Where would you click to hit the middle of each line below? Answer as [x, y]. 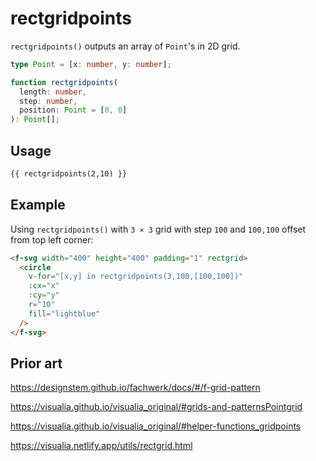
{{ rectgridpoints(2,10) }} [69, 174]
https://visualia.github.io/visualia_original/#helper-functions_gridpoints [156, 426]
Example [38, 205]
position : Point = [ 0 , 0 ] [73, 110]
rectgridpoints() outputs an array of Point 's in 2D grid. [125, 46]
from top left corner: [52, 239]
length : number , [53, 92]
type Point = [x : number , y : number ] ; [91, 64]
